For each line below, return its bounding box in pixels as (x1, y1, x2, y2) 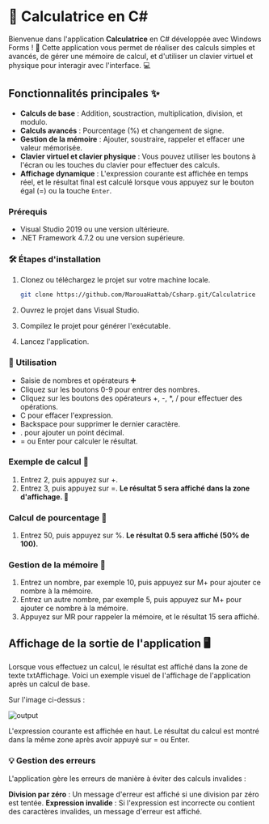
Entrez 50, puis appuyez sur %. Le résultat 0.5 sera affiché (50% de (19, 530, 250, 541)
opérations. (19, 401, 59, 411)
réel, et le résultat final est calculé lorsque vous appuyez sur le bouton (19, 177, 254, 187)
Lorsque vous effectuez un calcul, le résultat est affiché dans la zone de (8, 662, 248, 672)
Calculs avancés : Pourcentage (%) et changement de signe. (19, 125, 225, 135)
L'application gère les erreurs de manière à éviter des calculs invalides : (8, 773, 246, 784)
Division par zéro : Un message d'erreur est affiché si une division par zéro (8, 789, 260, 799)
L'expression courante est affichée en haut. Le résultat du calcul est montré (8, 726, 260, 736)
